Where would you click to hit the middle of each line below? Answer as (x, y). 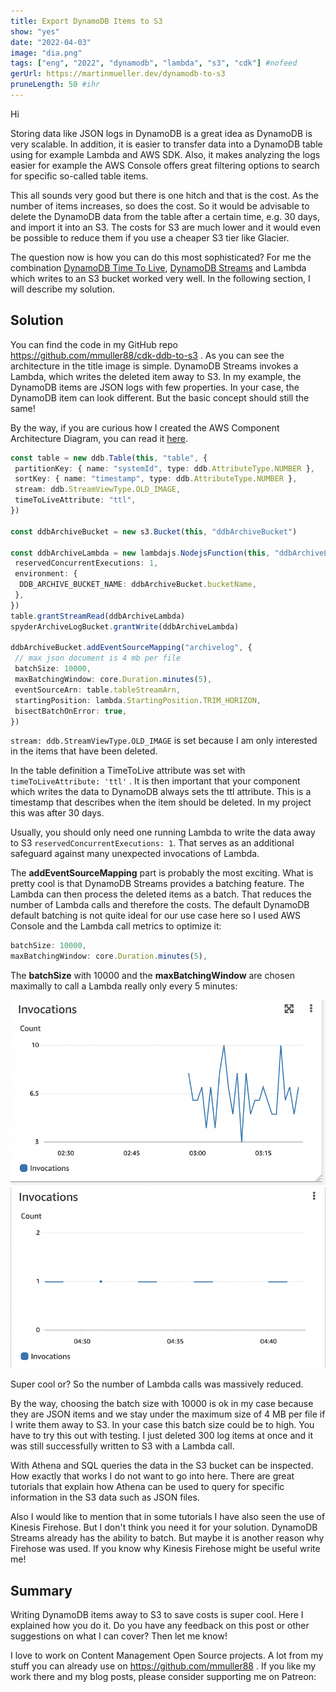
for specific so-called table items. (79, 176)
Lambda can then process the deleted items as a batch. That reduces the (161, 894)
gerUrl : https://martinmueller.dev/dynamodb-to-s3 (118, 74)
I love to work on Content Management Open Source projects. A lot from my (167, 1656)
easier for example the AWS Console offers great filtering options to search (165, 165)
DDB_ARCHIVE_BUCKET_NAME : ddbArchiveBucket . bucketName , (138, 585)
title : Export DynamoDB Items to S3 (86, 21)
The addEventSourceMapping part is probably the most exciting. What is (162, 873)
